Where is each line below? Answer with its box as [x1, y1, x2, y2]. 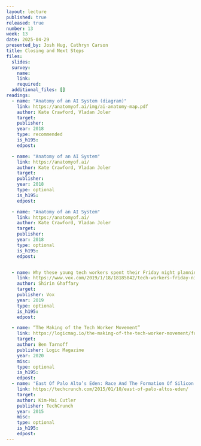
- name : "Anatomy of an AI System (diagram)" [11, 98, 127, 104]
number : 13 [6, 25, 33, 32]
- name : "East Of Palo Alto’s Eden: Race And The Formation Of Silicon [11, 381, 194, 387]
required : [17, 82, 42, 88]
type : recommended [17, 131, 63, 138]
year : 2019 [17, 297, 44, 303]
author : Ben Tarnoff [17, 342, 68, 348]
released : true [6, 20, 44, 26]
